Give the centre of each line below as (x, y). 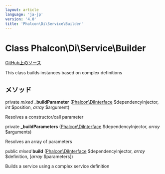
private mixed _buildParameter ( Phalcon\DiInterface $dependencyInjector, (82, 102)
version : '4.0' (21, 19)
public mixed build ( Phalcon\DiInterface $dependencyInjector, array (75, 151)
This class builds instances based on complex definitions (64, 73)
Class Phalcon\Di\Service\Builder (76, 48)
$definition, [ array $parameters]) (39, 157)
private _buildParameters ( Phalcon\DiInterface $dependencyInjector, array (82, 127)
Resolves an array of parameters (39, 142)
